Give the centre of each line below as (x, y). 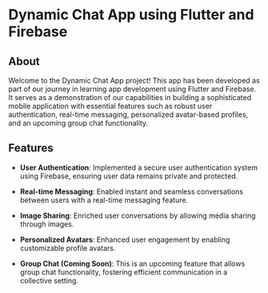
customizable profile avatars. (68, 248)
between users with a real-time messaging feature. (104, 200)
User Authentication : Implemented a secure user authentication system (139, 167)
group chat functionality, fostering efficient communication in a (124, 272)
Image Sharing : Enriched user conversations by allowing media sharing (138, 215)
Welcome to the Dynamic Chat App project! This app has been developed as (134, 80)
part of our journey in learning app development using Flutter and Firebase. (132, 89)
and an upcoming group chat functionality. (78, 123)
